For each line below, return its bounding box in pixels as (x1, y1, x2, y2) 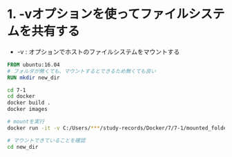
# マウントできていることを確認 (7, 137, 86, 144)
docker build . (7, 99, 51, 107)
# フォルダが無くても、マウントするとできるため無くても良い (7, 67, 157, 74)
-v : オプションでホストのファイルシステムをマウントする (17, 48, 180, 56)
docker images (7, 106, 48, 113)
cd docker (7, 93, 36, 100)
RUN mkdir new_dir (7, 74, 60, 81)
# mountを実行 (7, 118, 45, 125)
